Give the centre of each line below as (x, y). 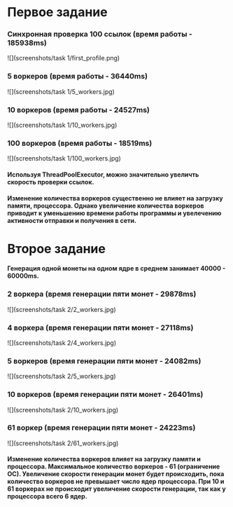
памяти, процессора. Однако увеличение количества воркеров (106, 205)
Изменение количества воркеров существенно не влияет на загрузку (115, 198)
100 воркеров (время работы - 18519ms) (80, 143)
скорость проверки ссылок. (51, 182)
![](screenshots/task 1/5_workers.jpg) (61, 91)
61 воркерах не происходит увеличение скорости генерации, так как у (116, 489)
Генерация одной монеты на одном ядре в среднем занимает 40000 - (116, 269)
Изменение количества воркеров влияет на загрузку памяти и (104, 459)
